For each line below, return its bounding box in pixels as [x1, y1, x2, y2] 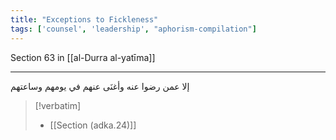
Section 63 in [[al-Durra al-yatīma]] [10, 51, 156, 63]
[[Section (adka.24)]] [49, 119, 137, 131]
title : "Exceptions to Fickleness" [10, 14, 159, 25]
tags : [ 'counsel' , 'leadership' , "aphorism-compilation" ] [10, 24, 257, 34]
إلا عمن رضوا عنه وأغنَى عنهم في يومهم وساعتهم [10, 80, 190, 92]
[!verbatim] [34, 99, 82, 111]
